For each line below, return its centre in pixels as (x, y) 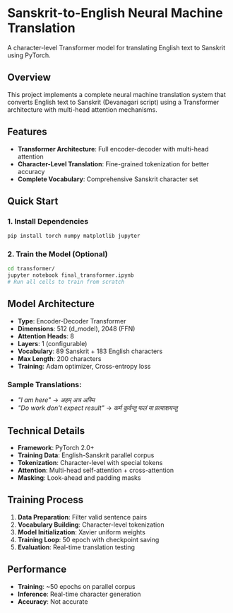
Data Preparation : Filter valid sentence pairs (82, 517)
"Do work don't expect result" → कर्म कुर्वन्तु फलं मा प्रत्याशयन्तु (97, 408)
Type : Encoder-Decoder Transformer (72, 321)
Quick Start (33, 201)
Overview (29, 78)
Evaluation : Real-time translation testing (76, 547)
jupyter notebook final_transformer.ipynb (71, 275)
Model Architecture (51, 304)
